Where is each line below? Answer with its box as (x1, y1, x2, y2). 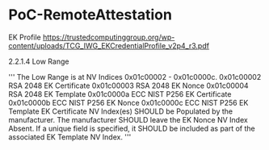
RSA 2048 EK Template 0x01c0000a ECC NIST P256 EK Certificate (8, 89, 232, 98)
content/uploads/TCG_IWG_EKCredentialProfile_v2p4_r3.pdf (8, 40, 210, 50)
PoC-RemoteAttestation (8, 6, 172, 24)
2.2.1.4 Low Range (8, 56, 69, 66)
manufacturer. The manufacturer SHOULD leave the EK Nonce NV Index (8, 115, 248, 124)
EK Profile (8, 32, 42, 42)
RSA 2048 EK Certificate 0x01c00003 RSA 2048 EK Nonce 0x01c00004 (8, 81, 249, 90)
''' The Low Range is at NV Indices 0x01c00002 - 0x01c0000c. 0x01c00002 (8, 72, 262, 81)
